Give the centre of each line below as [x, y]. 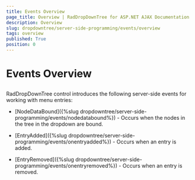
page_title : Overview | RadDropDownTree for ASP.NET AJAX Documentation [98, 17]
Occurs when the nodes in [153, 118]
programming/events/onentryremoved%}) [66, 166]
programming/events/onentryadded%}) [63, 142]
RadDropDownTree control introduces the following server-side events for [96, 94]
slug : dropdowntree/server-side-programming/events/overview [83, 28]
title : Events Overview [36, 12]
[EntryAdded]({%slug [41, 136]
